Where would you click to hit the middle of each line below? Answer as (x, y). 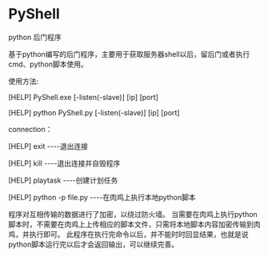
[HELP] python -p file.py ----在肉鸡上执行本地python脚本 (102, 197)
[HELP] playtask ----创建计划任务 (63, 180)
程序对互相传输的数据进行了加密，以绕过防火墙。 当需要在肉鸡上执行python (133, 214)
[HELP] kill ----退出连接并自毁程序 (64, 163)
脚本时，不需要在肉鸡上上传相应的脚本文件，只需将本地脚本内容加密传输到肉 (134, 224)
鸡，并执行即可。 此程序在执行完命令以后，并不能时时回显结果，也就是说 (128, 234)
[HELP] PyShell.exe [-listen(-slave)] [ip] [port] (83, 97)
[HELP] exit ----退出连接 (48, 146)
